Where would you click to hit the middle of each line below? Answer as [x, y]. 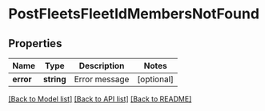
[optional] [156, 79]
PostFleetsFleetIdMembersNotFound [134, 14]
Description [102, 66]
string [54, 79]
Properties [35, 44]
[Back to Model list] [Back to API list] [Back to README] [100, 99]
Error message [102, 79]
